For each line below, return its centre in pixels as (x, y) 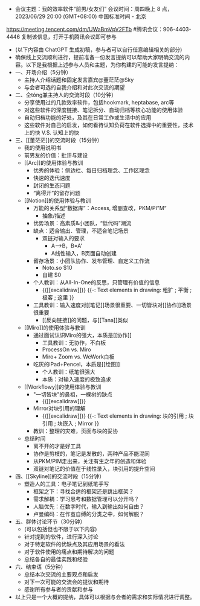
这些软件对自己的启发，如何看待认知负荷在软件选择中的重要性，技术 (109, 125)
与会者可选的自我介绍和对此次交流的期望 (74, 87)
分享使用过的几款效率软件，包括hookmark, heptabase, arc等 (99, 102)
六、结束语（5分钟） (40, 567)
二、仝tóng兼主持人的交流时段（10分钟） (66, 95)
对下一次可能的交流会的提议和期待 (66, 582)
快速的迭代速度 (52, 178)
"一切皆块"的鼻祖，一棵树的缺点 (73, 394)
